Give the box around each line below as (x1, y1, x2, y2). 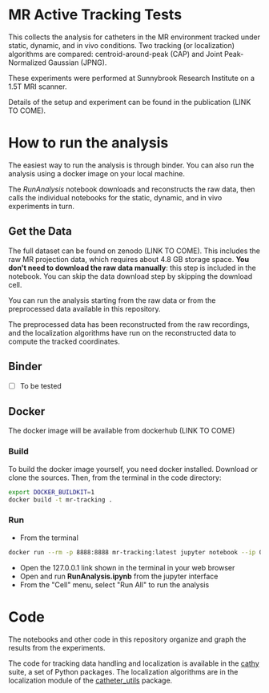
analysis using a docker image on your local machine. (8, 168, 186, 178)
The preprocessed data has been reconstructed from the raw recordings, (8, 319, 250, 329)
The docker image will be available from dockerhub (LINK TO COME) (8, 426, 235, 436)
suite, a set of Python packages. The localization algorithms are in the (8, 667, 239, 676)
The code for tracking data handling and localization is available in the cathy (8, 659, 260, 668)
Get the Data (8, 224, 72, 238)
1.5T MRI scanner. (8, 82, 67, 91)
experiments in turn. (8, 201, 74, 211)
